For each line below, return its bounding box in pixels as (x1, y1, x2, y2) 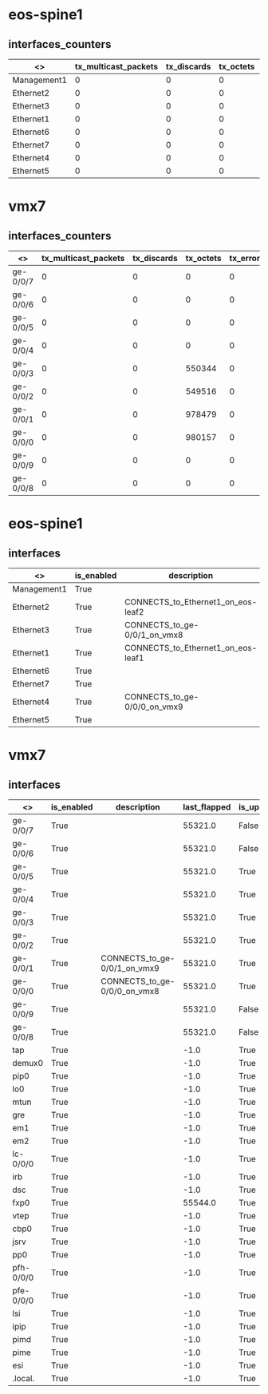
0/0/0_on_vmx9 (124, 701, 183, 712)
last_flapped (183, 802, 231, 812)
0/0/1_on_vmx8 (124, 629, 183, 640)
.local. (12, 1373, 35, 1384)
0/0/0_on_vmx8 (100, 986, 160, 996)
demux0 (12, 1058, 44, 1068)
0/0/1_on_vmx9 (100, 963, 160, 973)
